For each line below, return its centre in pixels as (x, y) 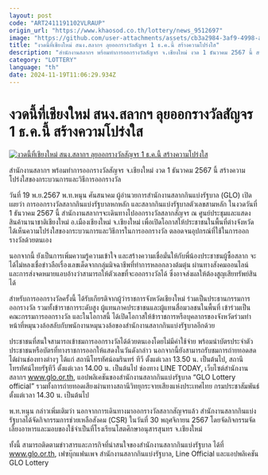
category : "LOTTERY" (43, 60)
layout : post (31, 16)
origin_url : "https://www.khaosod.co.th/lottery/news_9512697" (116, 30)
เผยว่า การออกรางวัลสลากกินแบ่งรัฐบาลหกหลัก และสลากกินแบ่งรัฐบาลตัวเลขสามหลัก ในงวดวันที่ (133, 204)
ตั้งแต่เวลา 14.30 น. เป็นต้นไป (49, 395)
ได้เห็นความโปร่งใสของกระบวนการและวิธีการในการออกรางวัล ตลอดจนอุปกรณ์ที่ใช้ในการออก (129, 231)
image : (20, 38)
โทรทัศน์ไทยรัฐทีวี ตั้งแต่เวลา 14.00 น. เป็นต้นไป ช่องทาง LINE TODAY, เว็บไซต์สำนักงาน (129, 368)
